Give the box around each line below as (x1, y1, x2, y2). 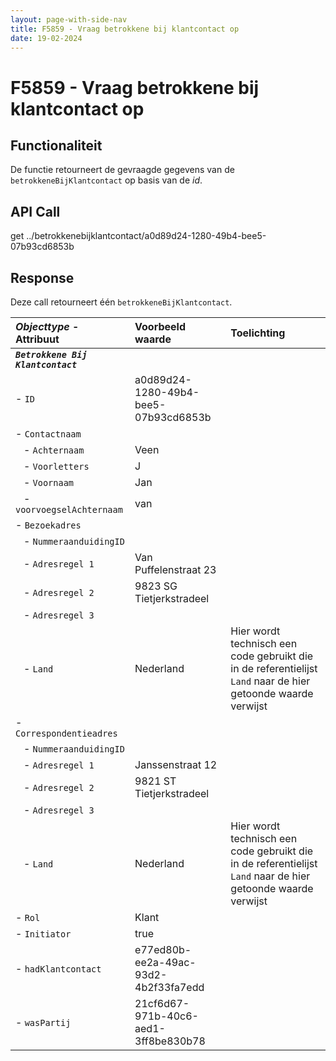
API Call (10, 203, 61, 220)
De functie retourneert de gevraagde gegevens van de (10, 164, 235, 176)
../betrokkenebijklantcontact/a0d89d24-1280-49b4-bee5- (26, 230, 267, 242)
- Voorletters (23, 459, 90, 473)
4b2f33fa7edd (134, 981, 205, 994)
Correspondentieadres (15, 728, 118, 739)
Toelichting (230, 326, 286, 340)
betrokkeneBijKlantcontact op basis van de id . (10, 174, 203, 186)
